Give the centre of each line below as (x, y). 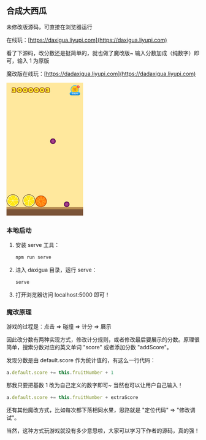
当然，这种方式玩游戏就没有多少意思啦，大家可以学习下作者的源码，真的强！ (103, 430)
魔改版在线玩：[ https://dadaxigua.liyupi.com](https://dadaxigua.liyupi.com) (101, 74)
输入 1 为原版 (33, 61)
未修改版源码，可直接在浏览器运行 (49, 27)
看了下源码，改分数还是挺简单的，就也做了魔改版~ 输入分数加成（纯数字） (100, 53)
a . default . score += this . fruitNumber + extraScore (72, 398)
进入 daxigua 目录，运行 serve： (56, 270)
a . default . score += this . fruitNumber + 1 (60, 373)
